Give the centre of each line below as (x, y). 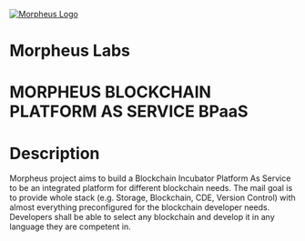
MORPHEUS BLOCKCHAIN (111, 92)
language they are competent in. (70, 226)
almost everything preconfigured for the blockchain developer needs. (140, 207)
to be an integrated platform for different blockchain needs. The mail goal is (151, 188)
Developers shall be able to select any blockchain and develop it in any (142, 217)
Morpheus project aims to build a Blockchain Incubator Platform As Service (150, 178)
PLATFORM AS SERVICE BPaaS (129, 111)
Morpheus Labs (70, 51)
